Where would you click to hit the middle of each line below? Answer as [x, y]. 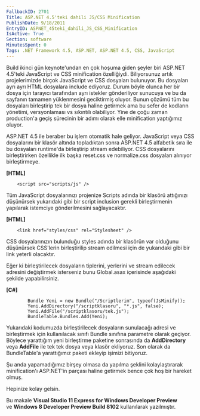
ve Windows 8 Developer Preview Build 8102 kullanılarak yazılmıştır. [91, 406]
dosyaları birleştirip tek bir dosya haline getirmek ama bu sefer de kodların [98, 106]
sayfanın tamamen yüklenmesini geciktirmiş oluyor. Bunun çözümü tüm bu [98, 99]
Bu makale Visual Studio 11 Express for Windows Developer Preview [92, 400]
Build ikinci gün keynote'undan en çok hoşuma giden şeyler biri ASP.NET [96, 67]
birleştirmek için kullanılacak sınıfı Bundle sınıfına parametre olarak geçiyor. [99, 334]
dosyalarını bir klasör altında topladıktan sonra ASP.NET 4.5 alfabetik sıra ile [99, 142]
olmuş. [14, 377]
